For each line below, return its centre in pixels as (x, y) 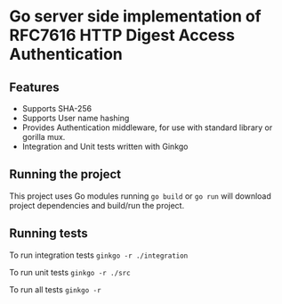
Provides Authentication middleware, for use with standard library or (147, 127)
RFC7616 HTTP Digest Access (122, 35)
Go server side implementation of (136, 16)
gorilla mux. (44, 137)
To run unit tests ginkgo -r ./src (70, 272)
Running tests (49, 234)
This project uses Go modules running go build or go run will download (140, 196)
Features (34, 87)
